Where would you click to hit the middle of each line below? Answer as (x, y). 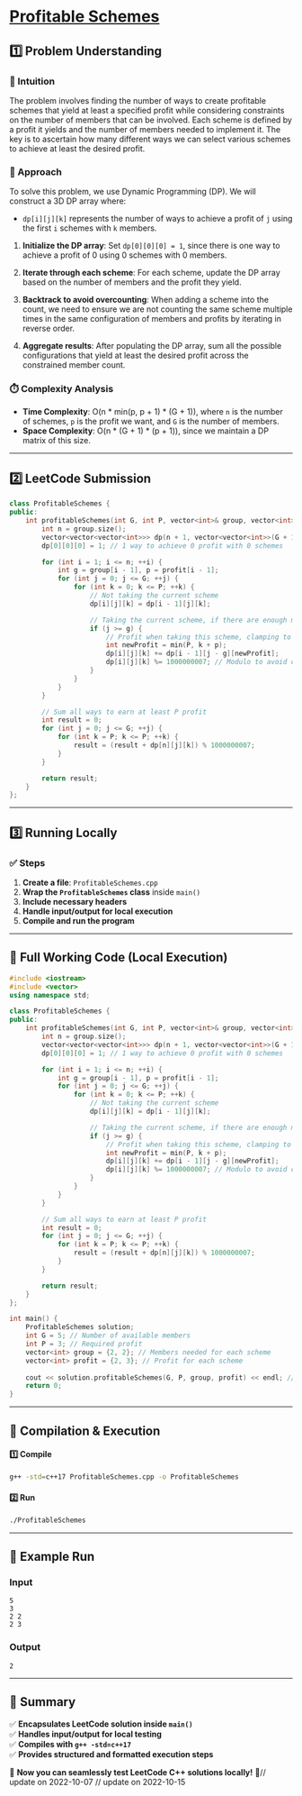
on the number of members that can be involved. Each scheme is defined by (151, 120)
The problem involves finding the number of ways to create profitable (138, 100)
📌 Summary (43, 1702)
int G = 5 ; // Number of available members (108, 1336)
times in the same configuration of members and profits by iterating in (151, 319)
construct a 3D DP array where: (68, 201)
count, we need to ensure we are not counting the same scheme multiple (157, 309)
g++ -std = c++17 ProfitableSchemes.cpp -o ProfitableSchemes (124, 1477)
